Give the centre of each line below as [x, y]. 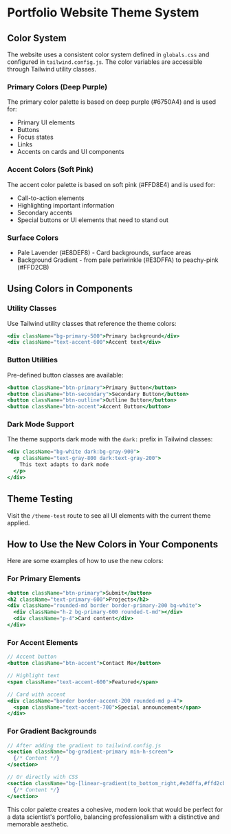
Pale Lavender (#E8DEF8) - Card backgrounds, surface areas [104, 252]
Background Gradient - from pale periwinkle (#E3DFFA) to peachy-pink [118, 260]
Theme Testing [40, 499]
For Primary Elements [44, 579]
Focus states [35, 137]
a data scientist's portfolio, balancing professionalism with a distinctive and [113, 817]
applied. [19, 523]
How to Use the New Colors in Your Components [113, 544]
